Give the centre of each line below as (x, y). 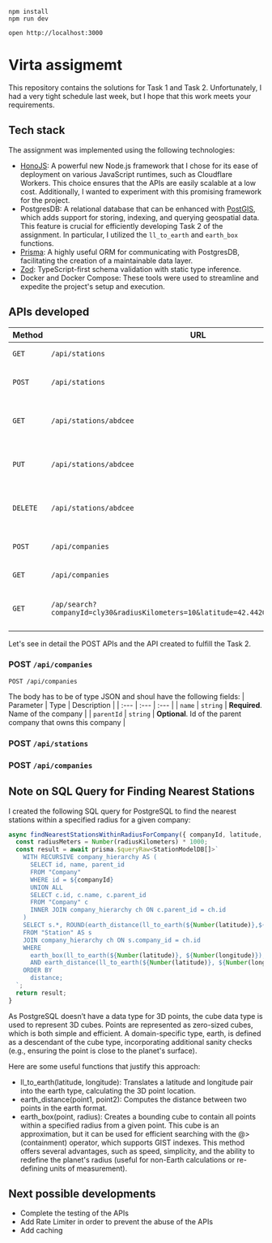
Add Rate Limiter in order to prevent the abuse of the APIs (116, 1222)
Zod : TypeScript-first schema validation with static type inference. (130, 269)
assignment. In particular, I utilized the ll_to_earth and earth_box (129, 235)
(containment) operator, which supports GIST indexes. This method (132, 1142)
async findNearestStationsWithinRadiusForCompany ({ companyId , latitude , (136, 835)
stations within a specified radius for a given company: (100, 819)
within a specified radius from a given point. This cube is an (119, 1125)
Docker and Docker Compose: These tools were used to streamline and (139, 278)
